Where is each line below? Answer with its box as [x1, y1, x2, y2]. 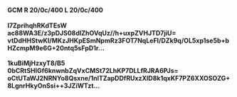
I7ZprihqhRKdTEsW [7, 21, 68, 30]
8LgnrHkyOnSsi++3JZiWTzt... [7, 81, 100, 90]
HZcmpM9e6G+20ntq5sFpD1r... [7, 44, 105, 52]
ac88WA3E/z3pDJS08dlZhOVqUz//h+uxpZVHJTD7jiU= [7, 29, 177, 38]
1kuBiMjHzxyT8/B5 [7, 59, 65, 67]
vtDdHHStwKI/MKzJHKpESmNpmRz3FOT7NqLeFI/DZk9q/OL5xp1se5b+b [7, 36, 230, 45]
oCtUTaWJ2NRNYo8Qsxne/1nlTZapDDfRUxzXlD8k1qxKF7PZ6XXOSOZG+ [7, 74, 231, 83]
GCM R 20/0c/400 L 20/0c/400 [7, 6, 103, 14]
